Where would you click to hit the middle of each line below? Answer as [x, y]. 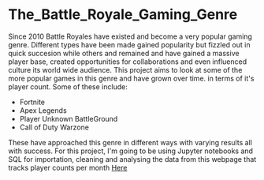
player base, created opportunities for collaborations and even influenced [128, 62]
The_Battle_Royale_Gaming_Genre [123, 15]
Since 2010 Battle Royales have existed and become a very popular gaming [130, 36]
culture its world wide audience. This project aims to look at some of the [125, 69]
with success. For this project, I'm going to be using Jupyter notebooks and [131, 151]
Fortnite [32, 102]
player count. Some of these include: [68, 86]
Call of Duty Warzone [54, 127]
